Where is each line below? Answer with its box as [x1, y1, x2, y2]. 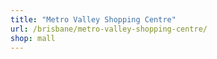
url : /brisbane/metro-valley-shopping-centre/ [10, 24, 208, 34]
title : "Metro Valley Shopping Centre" [10, 14, 177, 25]
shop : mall [10, 33, 56, 43]
